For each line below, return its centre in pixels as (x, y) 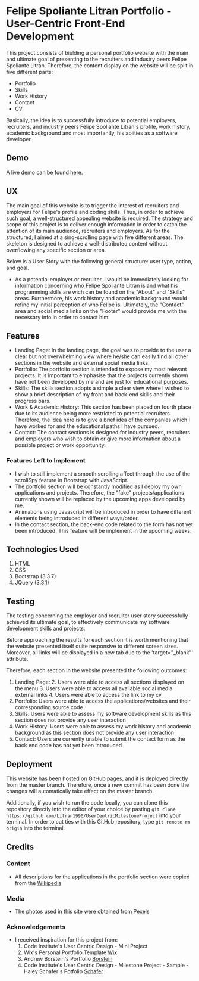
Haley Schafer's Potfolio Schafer (63, 971)
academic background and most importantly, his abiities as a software (92, 133)
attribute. (17, 659)
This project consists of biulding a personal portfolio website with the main (97, 52)
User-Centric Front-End (66, 24)
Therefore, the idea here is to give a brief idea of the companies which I (102, 420)
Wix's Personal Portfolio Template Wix (70, 952)
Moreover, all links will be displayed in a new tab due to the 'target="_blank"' (100, 653)
